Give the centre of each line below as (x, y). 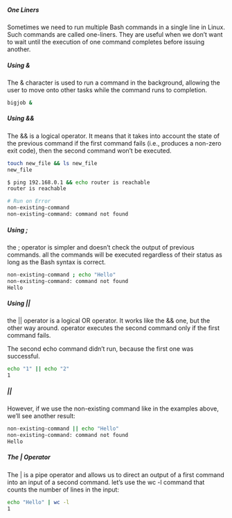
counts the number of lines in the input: (63, 490)
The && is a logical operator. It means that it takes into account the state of (114, 136)
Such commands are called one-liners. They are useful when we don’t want (115, 34)
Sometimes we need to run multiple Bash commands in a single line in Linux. (116, 27)
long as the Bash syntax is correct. (56, 262)
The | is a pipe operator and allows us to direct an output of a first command (116, 474)
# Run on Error (29, 201)
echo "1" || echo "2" (38, 369)
